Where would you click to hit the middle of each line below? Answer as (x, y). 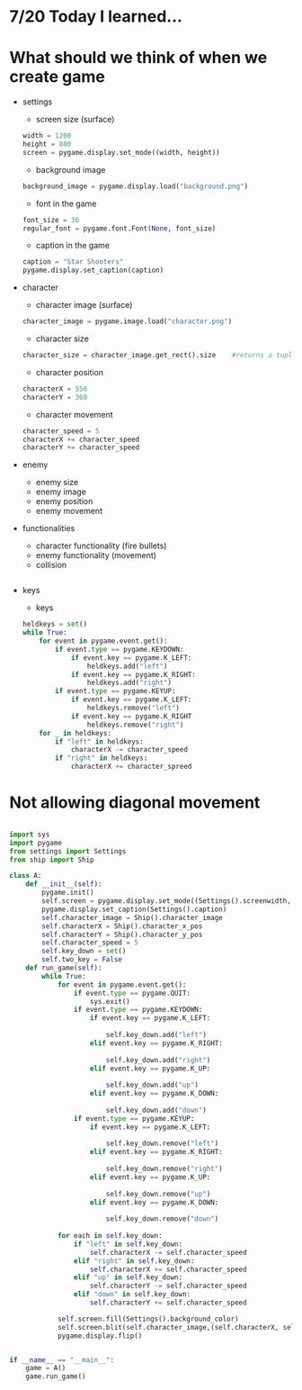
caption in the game (73, 246)
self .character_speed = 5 (90, 943)
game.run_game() (56, 1376)
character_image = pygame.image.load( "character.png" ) (127, 321)
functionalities (49, 528)
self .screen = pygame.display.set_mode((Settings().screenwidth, (167, 901)
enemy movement (69, 511)
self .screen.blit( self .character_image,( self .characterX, (168, 1327)
